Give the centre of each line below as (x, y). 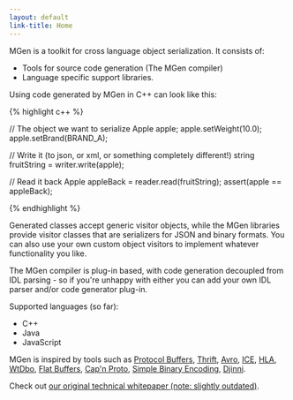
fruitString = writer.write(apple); (67, 164)
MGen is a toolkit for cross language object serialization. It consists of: (137, 50)
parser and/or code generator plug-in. (79, 289)
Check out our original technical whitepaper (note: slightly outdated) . (135, 386)
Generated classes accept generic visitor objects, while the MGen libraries (145, 225)
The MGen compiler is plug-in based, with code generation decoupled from (146, 270)
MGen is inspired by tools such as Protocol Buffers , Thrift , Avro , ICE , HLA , (143, 359)
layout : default (39, 17)
